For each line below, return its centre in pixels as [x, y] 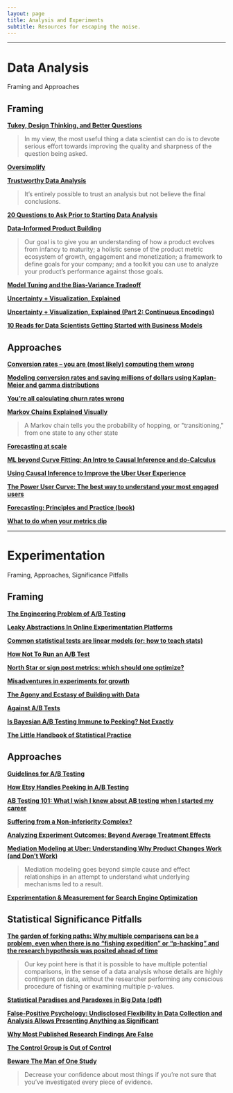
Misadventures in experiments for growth [68, 681]
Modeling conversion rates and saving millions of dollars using [100, 377]
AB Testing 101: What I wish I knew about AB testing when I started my [110, 800]
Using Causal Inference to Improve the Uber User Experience [96, 473]
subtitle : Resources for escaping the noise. [74, 26]
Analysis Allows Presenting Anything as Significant [83, 1021]
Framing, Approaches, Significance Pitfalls [68, 575]
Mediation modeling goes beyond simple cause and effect [107, 869]
